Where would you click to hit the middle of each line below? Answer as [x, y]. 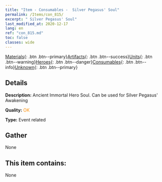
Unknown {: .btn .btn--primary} [46, 67]
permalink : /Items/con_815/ [34, 14]
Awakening [17, 100]
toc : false [16, 38]
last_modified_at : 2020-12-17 [37, 24]
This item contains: [36, 163]
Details [16, 83]
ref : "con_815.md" [24, 33]
